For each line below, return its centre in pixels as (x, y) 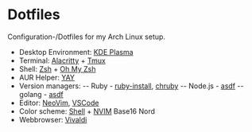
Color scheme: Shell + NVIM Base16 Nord (87, 111)
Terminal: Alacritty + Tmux (62, 60)
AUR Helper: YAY (47, 77)
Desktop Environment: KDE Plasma (76, 52)
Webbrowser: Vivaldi (53, 119)
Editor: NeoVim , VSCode (59, 103)
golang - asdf (41, 94)
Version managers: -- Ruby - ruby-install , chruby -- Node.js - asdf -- (131, 86)
